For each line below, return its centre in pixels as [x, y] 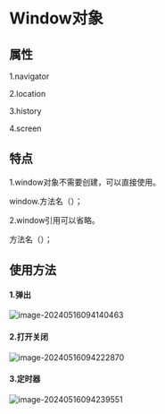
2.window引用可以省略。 [54, 220]
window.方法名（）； [46, 201]
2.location [28, 94]
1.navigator [29, 76]
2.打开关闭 [29, 336]
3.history [25, 111]
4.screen [25, 128]
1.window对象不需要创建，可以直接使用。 [85, 182]
